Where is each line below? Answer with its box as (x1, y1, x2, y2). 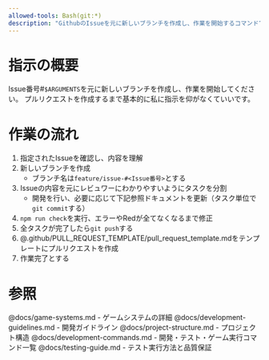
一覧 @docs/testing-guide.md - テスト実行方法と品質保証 (22, 342, 212, 353)
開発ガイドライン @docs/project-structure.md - (61, 322, 219, 333)
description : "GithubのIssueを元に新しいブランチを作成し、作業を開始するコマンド (8, 19, 259, 27)
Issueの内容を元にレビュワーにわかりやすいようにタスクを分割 (19, 184, 227, 193)
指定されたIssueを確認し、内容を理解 (19, 153, 143, 163)
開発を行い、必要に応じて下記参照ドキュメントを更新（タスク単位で (31, 193, 257, 203)
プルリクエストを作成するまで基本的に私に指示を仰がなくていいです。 (23, 94, 255, 104)
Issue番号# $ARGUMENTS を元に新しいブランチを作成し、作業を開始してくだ (8, 84, 248, 94)
